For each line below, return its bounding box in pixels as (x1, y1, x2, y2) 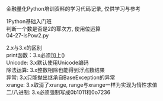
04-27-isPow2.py (6, 32, 49, 39)
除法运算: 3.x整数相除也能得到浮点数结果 (6, 67, 105, 73)
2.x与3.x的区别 (6, 44, 43, 51)
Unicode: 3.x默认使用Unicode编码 (6, 59, 89, 66)
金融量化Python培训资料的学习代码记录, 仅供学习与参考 (6, 5, 141, 12)
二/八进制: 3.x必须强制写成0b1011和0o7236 (6, 89, 111, 96)
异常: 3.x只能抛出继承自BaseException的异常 (6, 74, 116, 81)
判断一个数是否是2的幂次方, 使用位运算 (6, 26, 101, 32)
